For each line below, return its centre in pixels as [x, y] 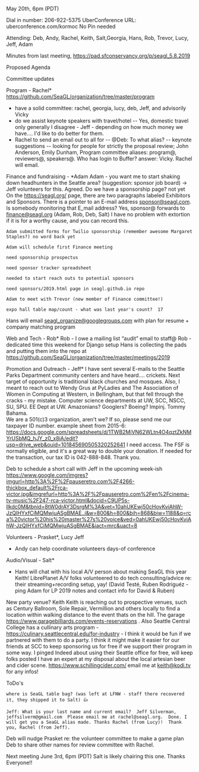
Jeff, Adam [20, 44]
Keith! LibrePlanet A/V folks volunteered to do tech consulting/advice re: [103, 578]
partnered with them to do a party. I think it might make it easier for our [93, 640]
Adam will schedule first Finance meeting [59, 247]
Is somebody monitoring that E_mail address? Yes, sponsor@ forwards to [96, 208]
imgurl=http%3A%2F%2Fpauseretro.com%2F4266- [70, 481]
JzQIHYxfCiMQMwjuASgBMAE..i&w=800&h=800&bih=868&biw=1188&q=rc [99, 513]
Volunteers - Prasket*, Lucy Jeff [45, 537]
